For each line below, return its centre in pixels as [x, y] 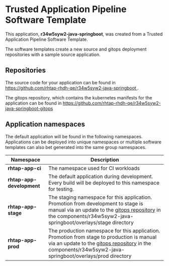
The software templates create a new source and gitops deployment [76, 49]
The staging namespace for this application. [100, 197]
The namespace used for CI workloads [94, 168]
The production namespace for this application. [104, 231]
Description [105, 159]
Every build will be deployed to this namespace [104, 183]
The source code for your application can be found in [60, 82]
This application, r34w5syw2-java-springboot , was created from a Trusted [84, 34]
